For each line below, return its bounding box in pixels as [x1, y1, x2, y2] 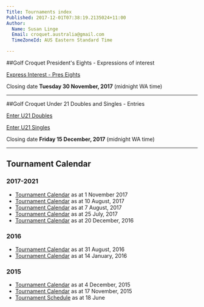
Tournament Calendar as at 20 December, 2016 [15, 216, 134, 224]
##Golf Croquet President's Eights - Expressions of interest [6, 59, 155, 66]
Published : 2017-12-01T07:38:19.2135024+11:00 [6, 15, 126, 21]
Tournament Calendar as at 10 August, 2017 [15, 197, 124, 204]
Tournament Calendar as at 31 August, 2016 [15, 246, 125, 253]
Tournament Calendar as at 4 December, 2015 [15, 281, 131, 289]
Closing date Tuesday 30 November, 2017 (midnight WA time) [6, 83, 163, 90]
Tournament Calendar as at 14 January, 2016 [15, 252, 127, 259]
